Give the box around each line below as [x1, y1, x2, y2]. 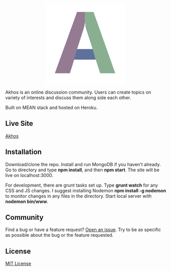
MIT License [5, 260, 32, 267]
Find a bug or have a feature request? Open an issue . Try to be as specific [5, 227, 161, 233]
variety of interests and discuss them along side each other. [5, 95, 131, 101]
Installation [5, 148, 42, 156]
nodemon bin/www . [5, 198, 48, 205]
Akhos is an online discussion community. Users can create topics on [5, 89, 152, 95]
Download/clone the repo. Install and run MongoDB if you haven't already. [5, 161, 161, 167]
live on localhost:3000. [5, 172, 54, 178]
